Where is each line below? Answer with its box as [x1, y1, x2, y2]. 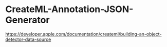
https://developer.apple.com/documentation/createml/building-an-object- [5, 31, 162, 37]
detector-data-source [5, 36, 51, 42]
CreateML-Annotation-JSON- [5, 4, 134, 15]
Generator [5, 14, 50, 26]
